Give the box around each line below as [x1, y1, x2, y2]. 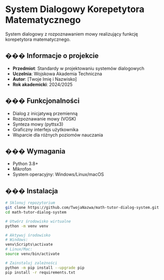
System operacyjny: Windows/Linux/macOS [12, 172, 104, 178]
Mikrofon [12, 166, 32, 172]
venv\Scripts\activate [5, 242, 53, 247]
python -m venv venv [5, 223, 49, 229]
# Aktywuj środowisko [5, 233, 51, 238]
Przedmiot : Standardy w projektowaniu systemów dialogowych [12, 65, 145, 71]
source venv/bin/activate [5, 251, 60, 257]
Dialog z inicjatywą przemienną [12, 110, 78, 117]
